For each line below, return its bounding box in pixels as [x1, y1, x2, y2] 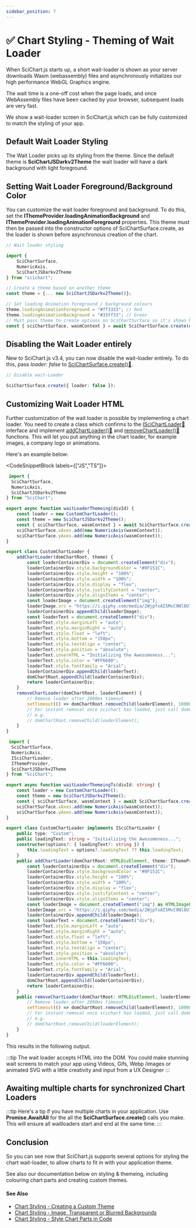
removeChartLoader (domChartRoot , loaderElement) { [16, 690, 142, 696]
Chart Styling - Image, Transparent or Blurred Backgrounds [14, 1209, 157, 1216]
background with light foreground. [6, 164, 89, 171]
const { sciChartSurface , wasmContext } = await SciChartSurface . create [6, 323, 187, 329]
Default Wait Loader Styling [6, 136, 108, 146]
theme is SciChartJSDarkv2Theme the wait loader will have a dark [6, 159, 168, 166]
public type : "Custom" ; [16, 831, 75, 837]
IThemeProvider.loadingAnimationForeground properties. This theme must [6, 219, 190, 226]
